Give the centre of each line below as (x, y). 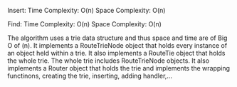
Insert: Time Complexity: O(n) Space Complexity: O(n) (86, 10)
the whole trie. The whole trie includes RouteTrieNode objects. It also (109, 61)
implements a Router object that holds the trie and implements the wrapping (118, 68)
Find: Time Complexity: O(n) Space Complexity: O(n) (85, 24)
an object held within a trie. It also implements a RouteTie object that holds (116, 53)
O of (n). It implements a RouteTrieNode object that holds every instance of (117, 45)
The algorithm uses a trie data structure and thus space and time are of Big (117, 38)
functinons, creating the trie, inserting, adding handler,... (90, 76)
